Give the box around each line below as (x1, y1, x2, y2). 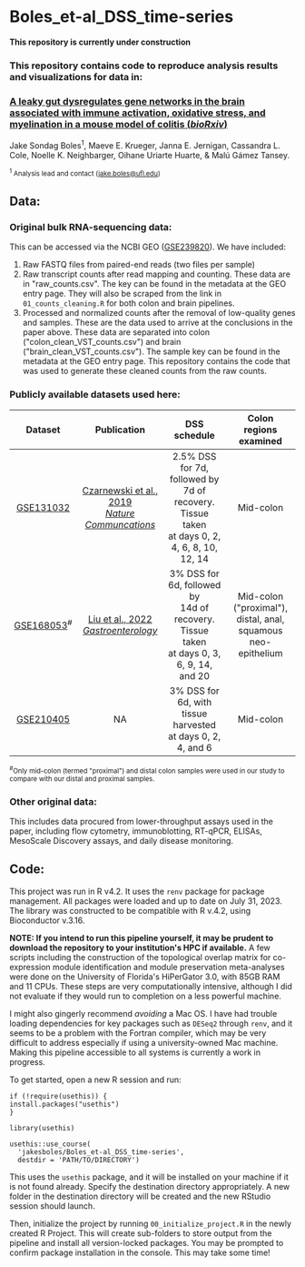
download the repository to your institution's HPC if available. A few (9, 942, 271, 953)
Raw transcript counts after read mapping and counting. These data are (22, 269, 290, 279)
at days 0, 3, (167, 646, 221, 659)
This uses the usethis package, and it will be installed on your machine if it (9, 1171, 289, 1182)
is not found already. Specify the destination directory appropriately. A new (9, 1181, 290, 1191)
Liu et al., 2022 (87, 613, 152, 625)
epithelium (238, 646, 283, 659)
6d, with (176, 695, 212, 708)
